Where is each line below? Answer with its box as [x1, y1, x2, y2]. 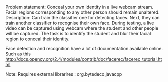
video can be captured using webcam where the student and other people [5, 25, 159, 31]
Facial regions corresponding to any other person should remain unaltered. [5, 9, 160, 15]
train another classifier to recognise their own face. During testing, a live [5, 20, 154, 26]
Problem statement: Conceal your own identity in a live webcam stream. [5, 4, 154, 10]
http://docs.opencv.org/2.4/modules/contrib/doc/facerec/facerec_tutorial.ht [5, 56, 162, 62]
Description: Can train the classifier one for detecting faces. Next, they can [5, 15, 160, 20]
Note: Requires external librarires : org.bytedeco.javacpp [5, 71, 122, 77]
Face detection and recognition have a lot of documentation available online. [5, 46, 163, 51]
